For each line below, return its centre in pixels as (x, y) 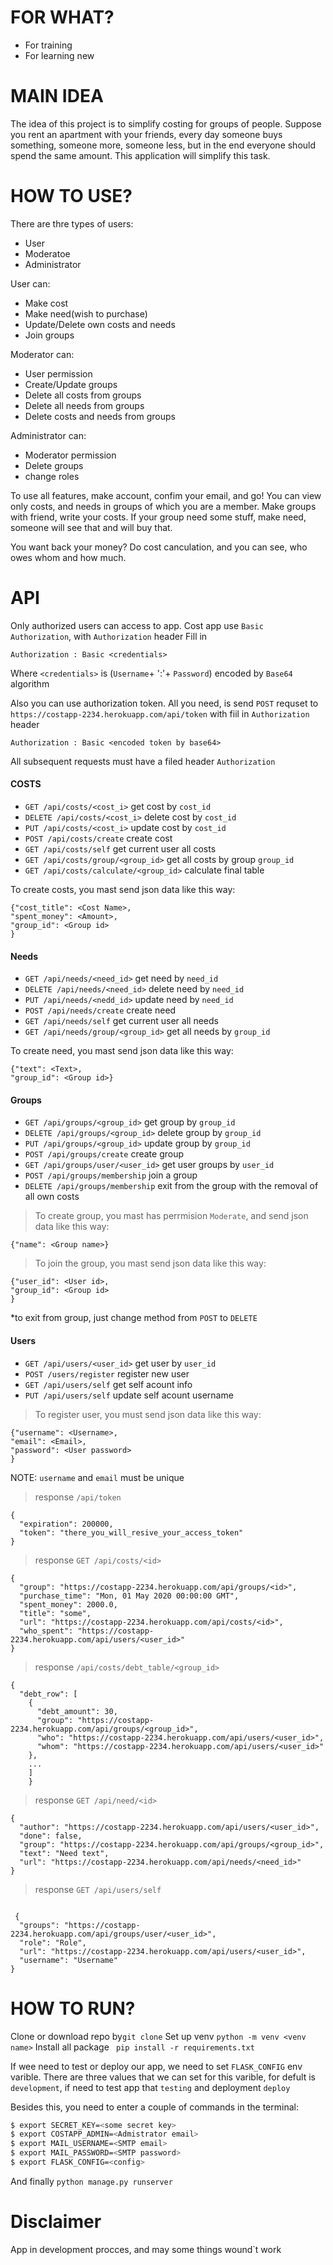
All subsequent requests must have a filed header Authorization (143, 761)
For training (48, 45)
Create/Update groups (71, 384)
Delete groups (54, 465)
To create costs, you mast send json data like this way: (123, 889)
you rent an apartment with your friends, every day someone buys (146, 134)
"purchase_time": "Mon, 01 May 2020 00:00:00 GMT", (129, 1596)
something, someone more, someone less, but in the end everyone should (163, 145)
